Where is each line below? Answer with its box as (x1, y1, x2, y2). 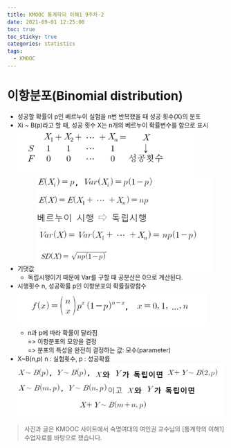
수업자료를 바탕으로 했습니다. (24, 433, 102, 442)
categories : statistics (7, 40, 76, 48)
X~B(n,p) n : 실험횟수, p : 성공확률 (17, 354, 111, 363)
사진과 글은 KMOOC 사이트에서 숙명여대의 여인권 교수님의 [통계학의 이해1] (24, 424, 225, 433)
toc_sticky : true (7, 33, 57, 40)
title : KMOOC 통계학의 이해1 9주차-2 (7, 11, 104, 18)
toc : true (7, 26, 36, 33)
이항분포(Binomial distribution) (7, 88, 183, 104)
